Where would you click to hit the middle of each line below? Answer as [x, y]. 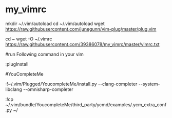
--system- [149, 84]
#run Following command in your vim [44, 54]
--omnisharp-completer [48, 89]
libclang [14, 89]
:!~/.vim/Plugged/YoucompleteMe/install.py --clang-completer [71, 84]
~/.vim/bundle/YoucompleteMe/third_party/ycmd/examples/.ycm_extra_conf [86, 104]
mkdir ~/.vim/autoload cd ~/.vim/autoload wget [55, 23]
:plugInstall [17, 64]
